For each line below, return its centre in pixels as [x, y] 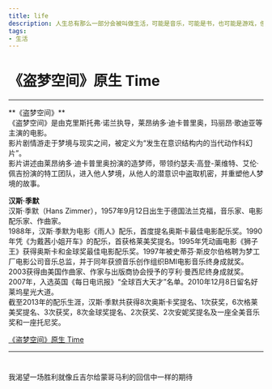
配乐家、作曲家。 [37, 221]
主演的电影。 [30, 133]
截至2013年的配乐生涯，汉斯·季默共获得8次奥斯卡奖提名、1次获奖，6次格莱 [133, 302]
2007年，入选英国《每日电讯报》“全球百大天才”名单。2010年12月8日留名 [130, 282]
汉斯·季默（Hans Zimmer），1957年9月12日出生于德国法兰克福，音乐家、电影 [136, 211]
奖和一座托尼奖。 [37, 323]
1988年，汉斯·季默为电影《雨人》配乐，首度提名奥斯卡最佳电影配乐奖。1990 [136, 231]
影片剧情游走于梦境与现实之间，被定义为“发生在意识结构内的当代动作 [123, 143]
